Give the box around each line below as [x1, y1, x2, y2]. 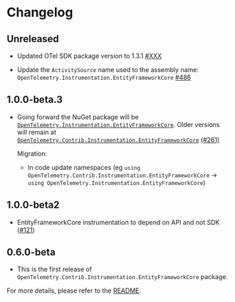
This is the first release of [16, 265, 93, 273]
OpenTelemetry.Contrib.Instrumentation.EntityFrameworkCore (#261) [16, 135, 220, 144]
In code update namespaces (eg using [27, 163, 140, 171]
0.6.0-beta [6, 246, 56, 258]
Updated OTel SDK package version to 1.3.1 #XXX [16, 51, 162, 60]
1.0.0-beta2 [6, 199, 60, 211]
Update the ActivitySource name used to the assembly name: [16, 66, 199, 74]
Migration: [16, 149, 48, 158]
